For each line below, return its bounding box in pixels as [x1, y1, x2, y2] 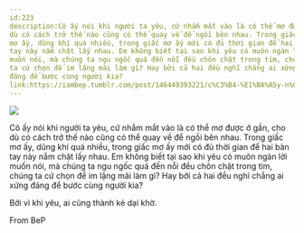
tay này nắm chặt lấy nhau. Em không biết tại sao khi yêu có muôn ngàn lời [9, 151, 288, 162]
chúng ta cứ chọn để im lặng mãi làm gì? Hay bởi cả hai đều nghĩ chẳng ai [9, 170, 284, 181]
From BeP [9, 214, 46, 226]
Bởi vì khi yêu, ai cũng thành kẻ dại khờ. [9, 197, 157, 208]
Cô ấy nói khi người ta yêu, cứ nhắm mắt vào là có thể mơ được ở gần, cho [9, 122, 287, 133]
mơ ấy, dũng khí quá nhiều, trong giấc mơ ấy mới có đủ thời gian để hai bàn [9, 141, 290, 152]
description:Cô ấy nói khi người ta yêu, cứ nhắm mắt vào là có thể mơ [9, 22, 285, 31]
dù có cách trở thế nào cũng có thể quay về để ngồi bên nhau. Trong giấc [9, 132, 284, 143]
